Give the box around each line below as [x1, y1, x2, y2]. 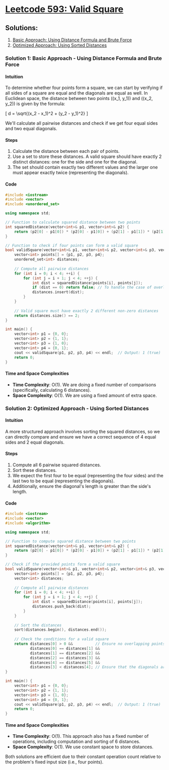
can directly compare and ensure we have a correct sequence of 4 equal [5, 434, 156, 440]
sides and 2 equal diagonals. [5, 439, 64, 445]
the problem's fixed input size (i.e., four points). [5, 759, 104, 765]
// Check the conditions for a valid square [14, 637, 109, 642]
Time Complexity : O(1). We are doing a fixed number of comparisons [12, 381, 156, 388]
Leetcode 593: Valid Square [5, 4, 124, 15]
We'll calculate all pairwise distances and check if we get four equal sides [5, 120, 158, 126]
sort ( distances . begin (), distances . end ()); [14, 627, 107, 632]
